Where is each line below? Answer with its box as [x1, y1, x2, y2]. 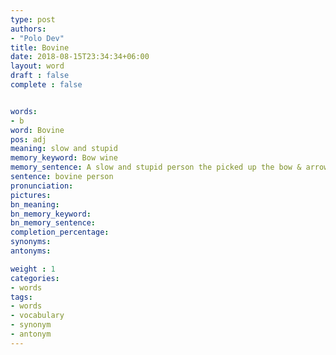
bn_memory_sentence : [10, 218, 97, 228]
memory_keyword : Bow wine [10, 153, 118, 163]
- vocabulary [10, 311, 65, 321]
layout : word [10, 61, 65, 71]
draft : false [10, 71, 70, 81]
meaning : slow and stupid [10, 144, 118, 154]
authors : [10, 24, 47, 34]
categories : [10, 273, 60, 283]
